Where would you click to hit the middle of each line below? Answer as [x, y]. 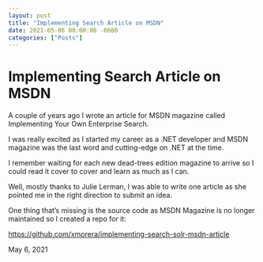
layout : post [30, 15]
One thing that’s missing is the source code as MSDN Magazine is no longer [131, 211]
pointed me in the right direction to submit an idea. [90, 196]
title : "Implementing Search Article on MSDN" [86, 23]
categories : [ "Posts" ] [45, 38]
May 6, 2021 [28, 249]
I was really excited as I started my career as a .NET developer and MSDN [128, 139]
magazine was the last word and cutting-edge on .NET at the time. [116, 148]
